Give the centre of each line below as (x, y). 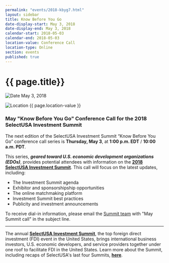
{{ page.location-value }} (55, 106)
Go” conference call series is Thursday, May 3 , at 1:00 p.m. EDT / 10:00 (80, 141)
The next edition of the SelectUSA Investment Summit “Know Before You (80, 136)
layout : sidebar (22, 15)
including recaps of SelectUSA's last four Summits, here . (64, 255)
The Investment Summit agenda (46, 182)
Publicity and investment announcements (55, 204)
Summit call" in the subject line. (38, 219)
